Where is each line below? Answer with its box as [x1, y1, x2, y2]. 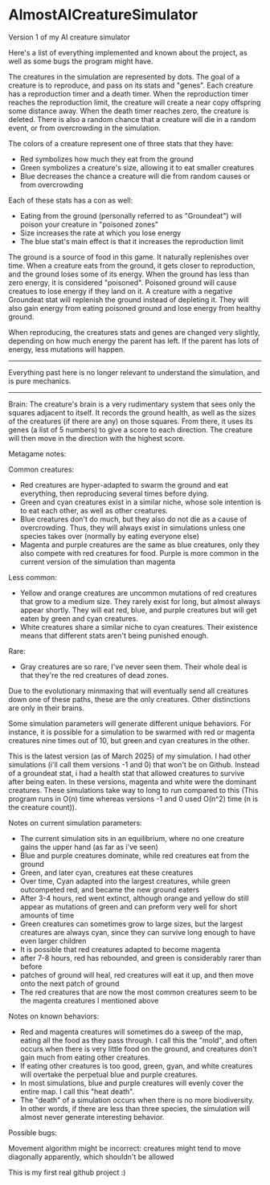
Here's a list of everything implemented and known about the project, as [8, 47, 247, 57]
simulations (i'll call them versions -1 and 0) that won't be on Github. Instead [8, 759, 260, 769]
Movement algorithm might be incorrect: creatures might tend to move [8, 1143, 241, 1153]
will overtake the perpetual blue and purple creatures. [19, 1069, 198, 1079]
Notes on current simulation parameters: [8, 818, 142, 827]
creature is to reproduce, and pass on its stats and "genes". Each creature [8, 80, 253, 90]
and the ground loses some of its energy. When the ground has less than [8, 269, 249, 279]
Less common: [8, 572, 58, 582]
